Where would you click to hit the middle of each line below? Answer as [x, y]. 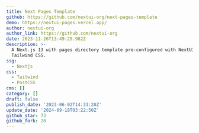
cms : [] [16, 88]
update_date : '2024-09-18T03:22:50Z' [53, 110]
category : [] [22, 94]
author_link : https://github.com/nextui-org [62, 34]
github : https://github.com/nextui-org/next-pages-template [82, 17]
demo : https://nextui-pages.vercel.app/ [57, 22]
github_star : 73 [26, 115]
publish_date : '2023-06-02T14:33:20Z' [54, 104]
